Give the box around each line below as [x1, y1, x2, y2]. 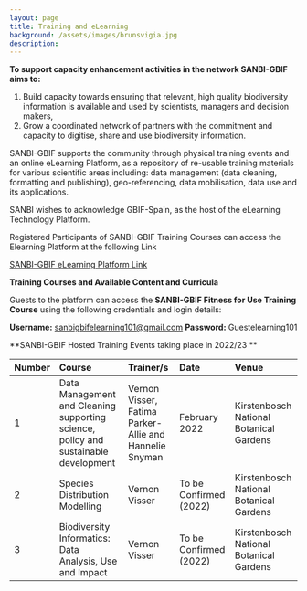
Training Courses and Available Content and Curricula [9, 277, 219, 288]
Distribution [58, 489, 110, 501]
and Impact [58, 566, 108, 579]
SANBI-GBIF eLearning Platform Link [9, 259, 148, 270]
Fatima [127, 406, 157, 418]
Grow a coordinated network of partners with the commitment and [22, 121, 273, 132]
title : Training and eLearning [9, 22, 129, 31]
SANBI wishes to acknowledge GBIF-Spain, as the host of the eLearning [9, 205, 281, 216]
